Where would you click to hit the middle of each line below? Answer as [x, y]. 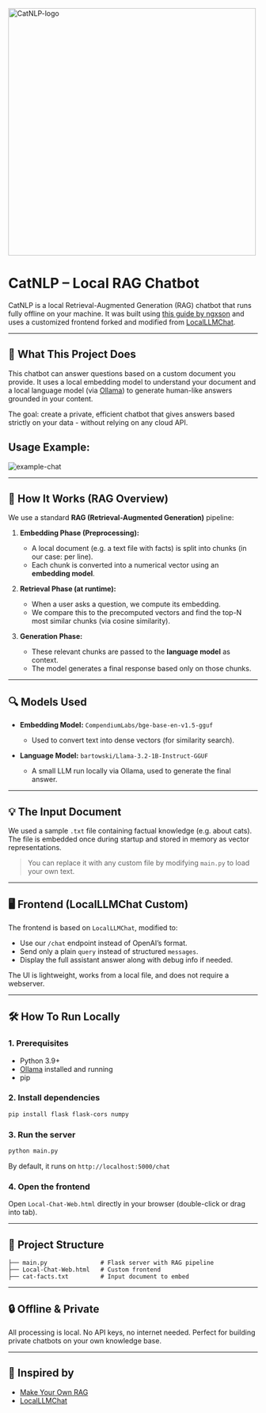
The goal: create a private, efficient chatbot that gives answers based [122, 414]
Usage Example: [49, 448]
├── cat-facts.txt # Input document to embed [99, 1276]
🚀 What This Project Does [72, 354]
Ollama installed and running [66, 1069]
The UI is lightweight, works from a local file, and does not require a [119, 975]
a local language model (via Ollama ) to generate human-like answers [120, 390]
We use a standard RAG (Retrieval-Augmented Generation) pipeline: [121, 518]
